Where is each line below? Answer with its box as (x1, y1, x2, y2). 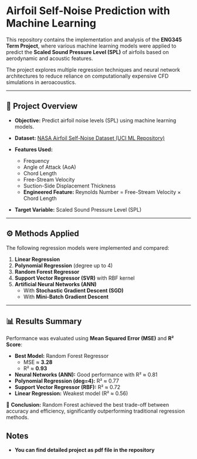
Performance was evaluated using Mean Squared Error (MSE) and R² (6, 335, 174, 342)
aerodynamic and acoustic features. (6, 55, 93, 62)
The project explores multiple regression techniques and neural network (6, 66, 181, 73)
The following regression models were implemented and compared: (6, 244, 169, 251)
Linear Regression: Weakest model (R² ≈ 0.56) (14, 390, 128, 397)
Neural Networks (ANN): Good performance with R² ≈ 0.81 (14, 371, 158, 378)
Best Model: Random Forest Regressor (14, 353, 109, 360)
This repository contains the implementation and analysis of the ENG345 (6, 36, 182, 43)
